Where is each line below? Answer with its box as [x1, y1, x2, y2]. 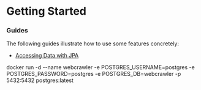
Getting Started [6, 4, 87, 18]
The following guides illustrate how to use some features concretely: [6, 40, 180, 47]
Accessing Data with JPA [15, 52, 79, 59]
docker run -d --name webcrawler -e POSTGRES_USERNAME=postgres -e [6, 64, 195, 71]
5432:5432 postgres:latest [6, 77, 74, 84]
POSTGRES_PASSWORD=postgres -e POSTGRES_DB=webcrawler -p [6, 70, 181, 78]
